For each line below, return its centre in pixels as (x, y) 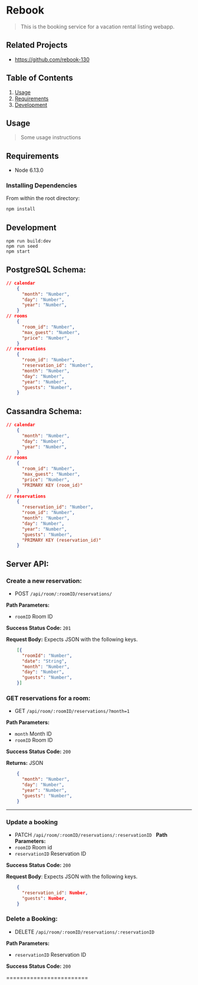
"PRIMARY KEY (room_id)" (52, 485)
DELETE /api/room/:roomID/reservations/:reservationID (85, 932)
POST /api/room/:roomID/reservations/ (63, 593)
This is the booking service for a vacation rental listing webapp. (98, 27)
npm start (18, 251)
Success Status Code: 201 (39, 628)
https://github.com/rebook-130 (52, 59)
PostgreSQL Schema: (46, 269)
